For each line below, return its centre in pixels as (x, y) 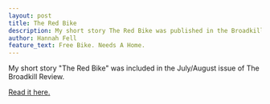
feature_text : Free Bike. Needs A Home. (77, 46)
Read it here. (29, 92)
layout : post (30, 16)
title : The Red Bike (43, 23)
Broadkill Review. (37, 77)
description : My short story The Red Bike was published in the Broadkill (136, 30)
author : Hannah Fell (43, 38)
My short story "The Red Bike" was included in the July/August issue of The (134, 68)
